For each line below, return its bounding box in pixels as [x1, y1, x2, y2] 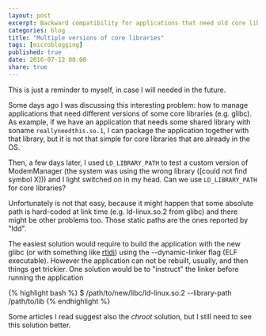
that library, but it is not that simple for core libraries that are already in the [8, 134, 251, 143]
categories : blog [8, 26, 66, 34]
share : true [8, 63, 47, 71]
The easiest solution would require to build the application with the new [8, 239, 241, 248]
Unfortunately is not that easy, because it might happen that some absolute [8, 198, 254, 208]
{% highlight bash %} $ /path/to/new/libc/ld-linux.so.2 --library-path [8, 288, 232, 297]
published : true [8, 48, 62, 56]
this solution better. [8, 320, 71, 330]
